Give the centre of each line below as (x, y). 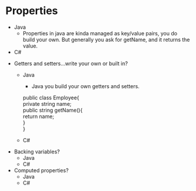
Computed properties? (41, 170)
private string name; (47, 103)
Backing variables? (37, 152)
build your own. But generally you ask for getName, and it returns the (106, 39)
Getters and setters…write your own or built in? (71, 63)
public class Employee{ (51, 98)
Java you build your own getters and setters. (85, 86)
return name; (38, 116)
